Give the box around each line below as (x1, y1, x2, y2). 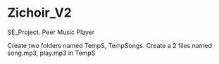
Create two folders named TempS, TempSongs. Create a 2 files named (7, 41, 213, 49)
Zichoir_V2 (7, 5, 72, 21)
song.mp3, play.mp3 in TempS (7, 49, 96, 57)
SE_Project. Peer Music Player (7, 28, 95, 36)
